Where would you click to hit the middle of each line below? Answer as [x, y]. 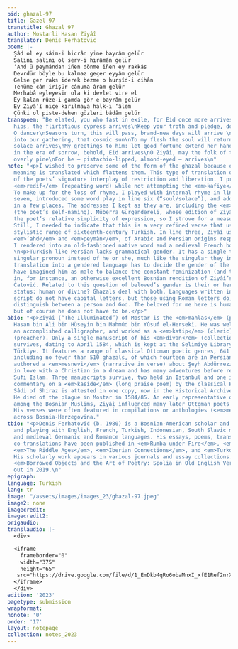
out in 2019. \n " [38, 470]
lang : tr [20, 490]
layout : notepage [33, 628]
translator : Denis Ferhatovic [52, 41]
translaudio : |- [31, 530]
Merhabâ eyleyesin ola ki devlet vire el [76, 93]
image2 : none [27, 503]
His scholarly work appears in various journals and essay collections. [123, 457]
